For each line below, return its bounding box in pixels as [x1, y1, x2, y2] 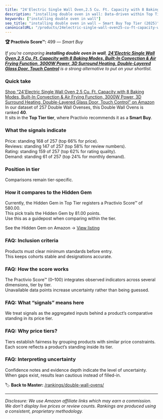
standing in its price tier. [5, 315, 53, 322]
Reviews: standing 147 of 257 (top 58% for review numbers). [5, 143, 126, 149]
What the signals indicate [5, 127, 66, 134]
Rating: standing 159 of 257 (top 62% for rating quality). [5, 148, 116, 154]
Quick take [5, 78, 31, 85]
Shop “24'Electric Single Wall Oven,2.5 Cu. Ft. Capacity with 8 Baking [5, 89, 145, 95]
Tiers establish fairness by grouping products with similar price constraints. [5, 339, 156, 344]
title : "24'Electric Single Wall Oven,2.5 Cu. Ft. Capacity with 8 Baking [5, 7, 160, 12]
